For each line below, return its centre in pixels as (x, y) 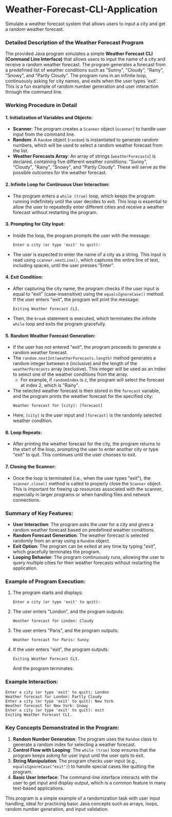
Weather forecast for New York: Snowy (47, 706)
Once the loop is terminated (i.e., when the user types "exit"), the (82, 478)
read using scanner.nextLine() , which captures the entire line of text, (86, 260)
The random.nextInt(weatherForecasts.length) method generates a (84, 358)
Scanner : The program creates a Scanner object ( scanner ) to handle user (89, 129)
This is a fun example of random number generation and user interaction (82, 86)
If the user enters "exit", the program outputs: (61, 649)
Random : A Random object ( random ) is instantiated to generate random (85, 140)
